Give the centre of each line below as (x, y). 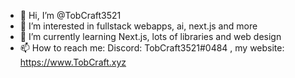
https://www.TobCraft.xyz (73, 62)
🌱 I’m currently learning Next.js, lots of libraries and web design (150, 36)
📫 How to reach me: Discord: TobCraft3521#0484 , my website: (152, 48)
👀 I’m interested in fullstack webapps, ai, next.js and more (138, 26)
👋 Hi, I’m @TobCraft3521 (70, 15)
